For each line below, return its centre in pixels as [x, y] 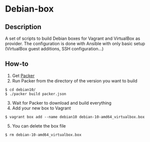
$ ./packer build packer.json [36, 94]
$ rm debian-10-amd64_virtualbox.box [43, 135]
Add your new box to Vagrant [41, 108]
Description [23, 27]
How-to [17, 64]
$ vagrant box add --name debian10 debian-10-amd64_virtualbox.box [75, 117]
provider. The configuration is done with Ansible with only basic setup [75, 44]
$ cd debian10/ [20, 90]
